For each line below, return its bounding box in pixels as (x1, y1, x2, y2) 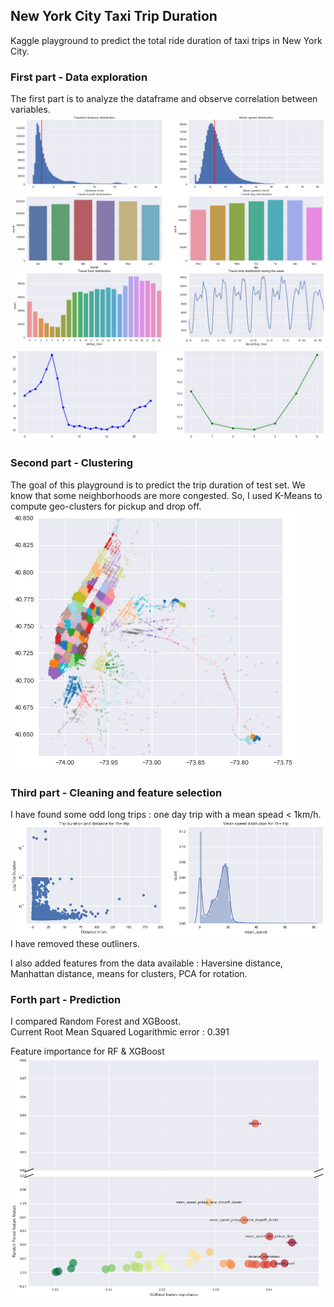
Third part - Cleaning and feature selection (10, 785, 223, 799)
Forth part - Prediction (10, 992, 122, 1006)
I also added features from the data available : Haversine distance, (10, 957, 283, 969)
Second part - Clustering (10, 456, 133, 470)
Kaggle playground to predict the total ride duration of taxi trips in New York (10, 34, 323, 46)
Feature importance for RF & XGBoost (10, 1045, 165, 1058)
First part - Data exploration (10, 70, 148, 84)
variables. (10, 104, 51, 116)
